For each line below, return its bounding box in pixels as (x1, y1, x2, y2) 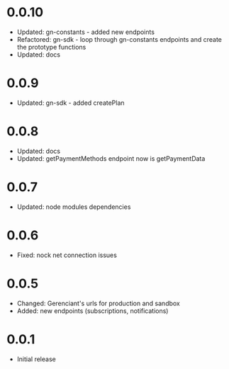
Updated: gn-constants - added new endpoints (16, 28, 155, 36)
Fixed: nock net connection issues (16, 251, 118, 259)
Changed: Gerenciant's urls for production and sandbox (16, 299, 180, 307)
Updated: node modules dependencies (16, 203, 131, 211)
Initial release (16, 355, 56, 363)
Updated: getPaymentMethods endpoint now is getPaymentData (16, 154, 206, 163)
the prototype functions (16, 42, 86, 51)
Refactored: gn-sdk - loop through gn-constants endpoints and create (16, 35, 223, 43)
